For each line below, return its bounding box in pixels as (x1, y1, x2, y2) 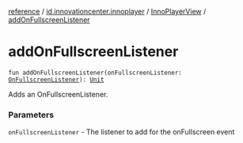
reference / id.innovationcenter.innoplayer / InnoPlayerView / (8, 7, 207, 16)
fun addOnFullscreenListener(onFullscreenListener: (8, 69, 182, 77)
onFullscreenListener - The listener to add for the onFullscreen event (8, 127, 235, 137)
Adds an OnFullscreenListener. (8, 89, 108, 99)
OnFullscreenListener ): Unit (8, 75, 104, 84)
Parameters (8, 109, 54, 120)
